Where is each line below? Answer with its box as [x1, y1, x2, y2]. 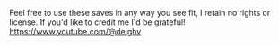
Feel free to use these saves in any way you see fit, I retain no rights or [9, 8, 271, 18]
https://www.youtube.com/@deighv [9, 26, 142, 36]
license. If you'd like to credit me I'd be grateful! [9, 17, 186, 27]
